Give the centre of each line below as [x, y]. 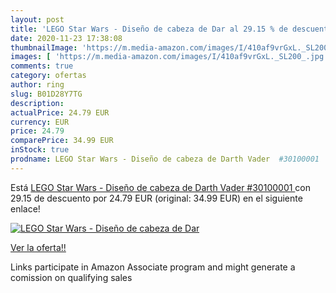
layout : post [37, 19]
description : [37, 103]
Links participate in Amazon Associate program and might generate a [153, 267]
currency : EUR [40, 122]
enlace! [25, 208]
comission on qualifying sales [71, 277]
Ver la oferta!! [38, 247]
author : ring [37, 85]
